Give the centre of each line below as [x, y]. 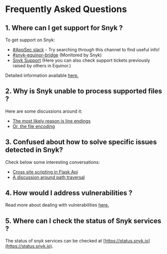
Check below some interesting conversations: [53, 162]
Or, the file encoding [34, 126]
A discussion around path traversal [49, 177]
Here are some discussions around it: [44, 111]
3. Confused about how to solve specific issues [81, 142]
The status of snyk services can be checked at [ [55, 241]
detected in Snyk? [34, 150]
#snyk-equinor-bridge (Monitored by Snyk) [57, 55]
